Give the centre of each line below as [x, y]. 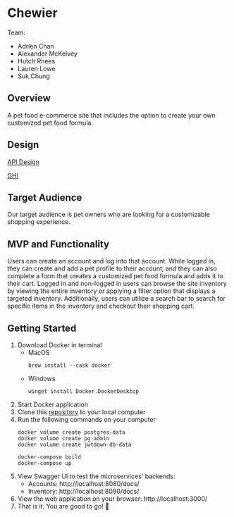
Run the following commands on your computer [87, 419]
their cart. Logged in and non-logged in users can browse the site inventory [117, 284]
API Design [24, 162]
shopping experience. [39, 222]
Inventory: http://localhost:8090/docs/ [84, 491]
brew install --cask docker [69, 366]
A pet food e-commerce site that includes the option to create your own [112, 115]
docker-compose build [49, 457]
